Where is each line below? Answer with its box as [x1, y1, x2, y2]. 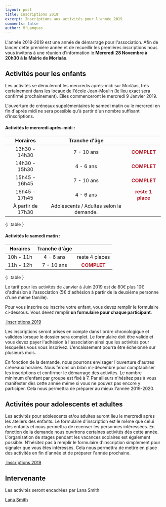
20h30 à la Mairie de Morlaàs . [5, 55, 68, 61]
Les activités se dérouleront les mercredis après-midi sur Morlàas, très [5, 82, 149, 88]
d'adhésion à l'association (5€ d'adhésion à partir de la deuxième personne [5, 289, 159, 295]
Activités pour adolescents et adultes [5, 400, 123, 408]
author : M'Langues [5, 26, 43, 31]
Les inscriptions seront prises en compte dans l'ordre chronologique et [5, 329, 150, 335]
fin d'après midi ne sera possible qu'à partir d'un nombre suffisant [5, 108, 140, 114]
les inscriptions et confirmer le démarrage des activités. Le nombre [5, 370, 142, 376]
